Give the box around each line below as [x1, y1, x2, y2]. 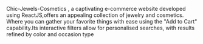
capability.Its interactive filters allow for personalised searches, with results [6, 24, 195, 31]
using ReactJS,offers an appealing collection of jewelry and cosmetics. [6, 11, 184, 19]
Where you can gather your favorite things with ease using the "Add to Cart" [6, 18, 198, 25]
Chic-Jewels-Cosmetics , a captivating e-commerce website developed [6, 5, 187, 12]
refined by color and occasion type [6, 31, 94, 38]
